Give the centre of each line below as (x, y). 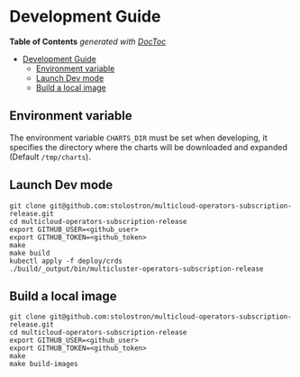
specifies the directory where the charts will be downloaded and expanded (149, 147)
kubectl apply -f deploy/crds (66, 261)
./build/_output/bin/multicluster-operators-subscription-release (136, 269)
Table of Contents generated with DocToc (88, 41)
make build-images (44, 364)
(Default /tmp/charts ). (50, 157)
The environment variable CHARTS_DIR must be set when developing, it (138, 138)
